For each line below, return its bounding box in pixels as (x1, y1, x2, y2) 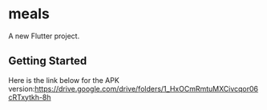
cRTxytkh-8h (8, 92, 51, 102)
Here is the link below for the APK (8, 75, 120, 84)
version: (8, 84, 35, 93)
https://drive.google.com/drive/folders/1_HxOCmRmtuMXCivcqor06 (34, 84, 259, 93)
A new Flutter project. (8, 31, 80, 41)
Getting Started (8, 54, 87, 68)
